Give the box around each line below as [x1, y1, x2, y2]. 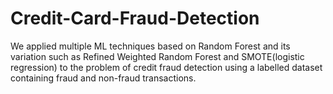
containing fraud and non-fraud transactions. [10, 72, 197, 84]
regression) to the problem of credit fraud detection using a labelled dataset [10, 61, 323, 73]
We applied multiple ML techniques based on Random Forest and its [10, 40, 291, 52]
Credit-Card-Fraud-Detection [10, 7, 260, 30]
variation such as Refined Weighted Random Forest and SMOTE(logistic [10, 50, 305, 62]
